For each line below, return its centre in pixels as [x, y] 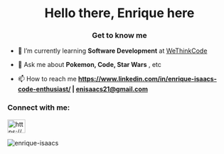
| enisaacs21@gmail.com [110, 89]
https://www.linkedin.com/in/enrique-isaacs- [147, 79]
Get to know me [119, 36]
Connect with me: [39, 108]
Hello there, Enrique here [119, 13]
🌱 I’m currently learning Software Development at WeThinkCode [112, 51]
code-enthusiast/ [44, 89]
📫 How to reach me [47, 79]
